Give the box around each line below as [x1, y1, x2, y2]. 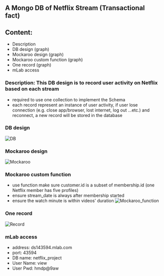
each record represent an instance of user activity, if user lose [12, 102, 138, 108]
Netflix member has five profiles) [12, 187, 79, 193]
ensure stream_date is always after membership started [12, 193, 125, 199]
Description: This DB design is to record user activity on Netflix [5, 79, 158, 86]
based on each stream [5, 86, 59, 92]
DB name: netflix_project [12, 254, 62, 261]
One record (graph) [12, 62, 51, 68]
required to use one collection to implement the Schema [12, 96, 126, 102]
